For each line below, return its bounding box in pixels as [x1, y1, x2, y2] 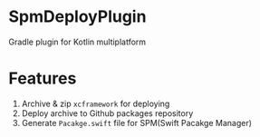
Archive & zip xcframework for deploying [21, 98, 170, 109]
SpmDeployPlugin [8, 6, 147, 27]
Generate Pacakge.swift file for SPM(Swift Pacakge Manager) [21, 117, 253, 128]
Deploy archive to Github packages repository [21, 107, 194, 119]
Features [8, 68, 77, 89]
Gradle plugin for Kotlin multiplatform [8, 36, 147, 47]
